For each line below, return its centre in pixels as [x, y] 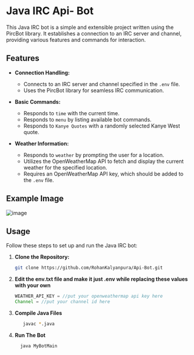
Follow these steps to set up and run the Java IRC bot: [72, 246]
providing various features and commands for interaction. [76, 40]
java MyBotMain [39, 346]
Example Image [35, 199]
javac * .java [39, 324]
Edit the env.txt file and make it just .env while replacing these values [101, 279]
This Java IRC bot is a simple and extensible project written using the [90, 27]
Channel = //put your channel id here [62, 302]
